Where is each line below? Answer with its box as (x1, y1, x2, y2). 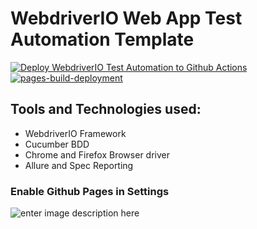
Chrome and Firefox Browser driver (24, 148, 170, 161)
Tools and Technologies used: (10, 101, 202, 118)
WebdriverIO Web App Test (10, 7, 243, 30)
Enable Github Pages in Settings (10, 184, 170, 198)
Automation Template (10, 28, 195, 51)
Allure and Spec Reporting (24, 159, 134, 171)
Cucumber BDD (24, 138, 90, 150)
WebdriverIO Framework (24, 127, 127, 139)
